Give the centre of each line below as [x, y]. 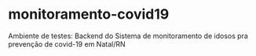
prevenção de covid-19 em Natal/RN [67, 44]
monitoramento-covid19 [89, 14]
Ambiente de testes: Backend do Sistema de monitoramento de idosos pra [128, 36]
